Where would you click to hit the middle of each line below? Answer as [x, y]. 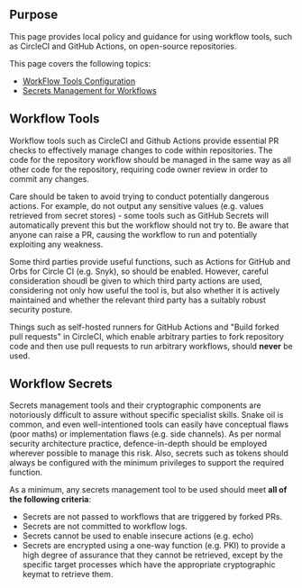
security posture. [41, 309]
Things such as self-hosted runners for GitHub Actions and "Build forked [144, 327]
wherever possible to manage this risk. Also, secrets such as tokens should [149, 453]
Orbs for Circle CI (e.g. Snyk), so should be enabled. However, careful [139, 271]
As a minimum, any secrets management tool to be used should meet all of [148, 490]
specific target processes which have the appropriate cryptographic [149, 565]
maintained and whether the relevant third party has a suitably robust [137, 300]
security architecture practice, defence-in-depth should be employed [138, 444]
